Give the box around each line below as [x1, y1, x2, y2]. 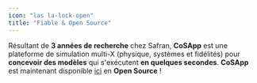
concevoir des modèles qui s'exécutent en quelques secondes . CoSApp [8, 57, 249, 67]
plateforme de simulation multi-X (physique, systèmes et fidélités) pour [8, 49, 240, 58]
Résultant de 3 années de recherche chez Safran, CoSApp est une [8, 40, 228, 50]
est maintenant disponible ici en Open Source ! [8, 66, 162, 75]
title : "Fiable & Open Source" [8, 19, 112, 27]
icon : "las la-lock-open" [8, 11, 94, 20]
